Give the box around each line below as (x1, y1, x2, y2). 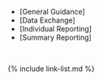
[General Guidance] (19, 7, 86, 16)
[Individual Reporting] (19, 24, 92, 33)
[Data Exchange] (19, 15, 76, 25)
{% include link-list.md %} (7, 64, 95, 74)
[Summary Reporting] (19, 32, 92, 42)
